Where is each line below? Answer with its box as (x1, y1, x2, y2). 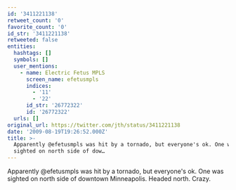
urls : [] (13, 115, 39, 122)
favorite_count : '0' (7, 23, 68, 30)
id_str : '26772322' (25, 102, 83, 109)
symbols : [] (13, 56, 49, 63)
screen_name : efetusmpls (25, 75, 99, 83)
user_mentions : (13, 63, 58, 70)
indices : (25, 82, 52, 89)
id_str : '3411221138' (7, 30, 71, 37)
